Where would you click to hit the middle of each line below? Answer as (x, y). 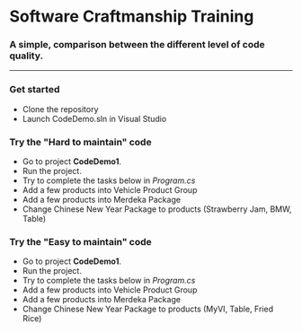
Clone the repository (60, 109)
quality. (26, 56)
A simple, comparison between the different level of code (137, 45)
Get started (35, 90)
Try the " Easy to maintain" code (81, 242)
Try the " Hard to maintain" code (80, 142)
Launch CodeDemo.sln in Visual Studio (94, 118)
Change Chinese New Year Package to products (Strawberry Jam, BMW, (157, 209)
